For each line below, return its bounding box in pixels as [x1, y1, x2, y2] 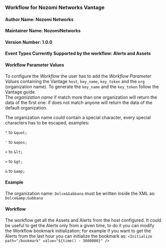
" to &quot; [5, 129, 27, 135]
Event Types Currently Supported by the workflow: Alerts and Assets [5, 50, 151, 56]
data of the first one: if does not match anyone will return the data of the [5, 99, 153, 106]
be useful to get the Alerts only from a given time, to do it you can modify [5, 222, 155, 228]
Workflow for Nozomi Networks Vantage [5, 4, 105, 11]
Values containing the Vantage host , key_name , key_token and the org [5, 78, 145, 84]
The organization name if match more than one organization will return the [5, 94, 158, 100]
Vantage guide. [5, 89, 36, 95]
